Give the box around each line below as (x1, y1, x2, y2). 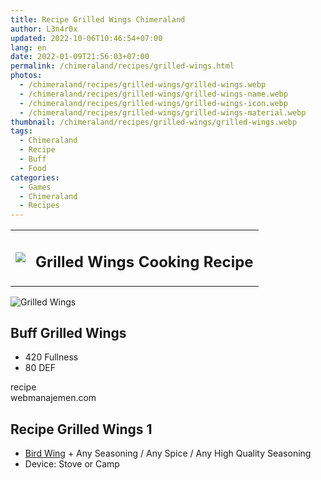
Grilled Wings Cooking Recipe (35, 252, 254, 271)
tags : (10, 126, 33, 136)
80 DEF (24, 362, 57, 374)
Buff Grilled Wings (10, 325, 127, 342)
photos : (10, 71, 43, 81)
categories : (10, 172, 60, 183)
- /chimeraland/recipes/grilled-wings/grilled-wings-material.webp (19, 107, 307, 118)
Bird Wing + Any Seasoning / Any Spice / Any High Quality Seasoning (24, 447, 312, 460)
